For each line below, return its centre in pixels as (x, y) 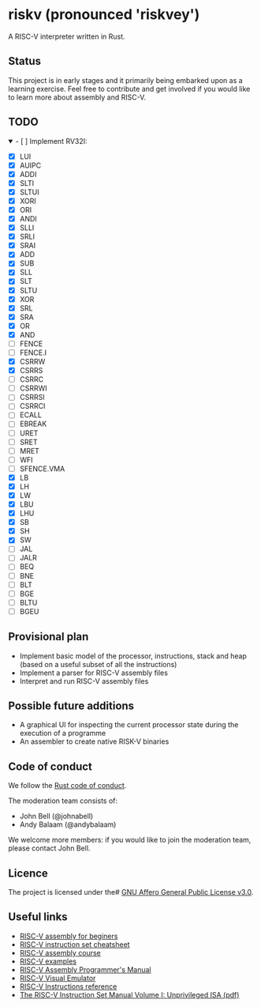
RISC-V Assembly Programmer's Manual (85, 969)
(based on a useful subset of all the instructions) (98, 664)
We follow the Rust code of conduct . (67, 786)
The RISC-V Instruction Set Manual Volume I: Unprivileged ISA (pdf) (129, 994)
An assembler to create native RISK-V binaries (94, 741)
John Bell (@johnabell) (56, 817)
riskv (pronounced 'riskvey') (104, 15)
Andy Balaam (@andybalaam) (68, 824)
